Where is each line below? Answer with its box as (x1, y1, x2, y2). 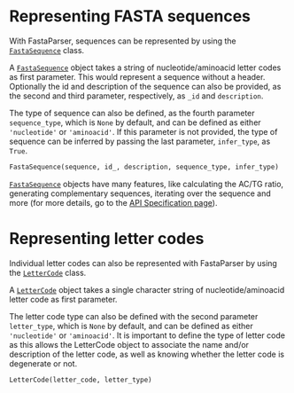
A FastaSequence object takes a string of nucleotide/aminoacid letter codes (9, 62, 282, 73)
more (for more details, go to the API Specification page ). (9, 197, 218, 208)
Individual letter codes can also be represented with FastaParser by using (9, 257, 277, 268)
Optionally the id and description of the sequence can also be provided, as (9, 81, 282, 91)
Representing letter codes (9, 229, 205, 248)
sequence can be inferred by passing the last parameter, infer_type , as (9, 136, 271, 146)
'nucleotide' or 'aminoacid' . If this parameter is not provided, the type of (9, 126, 278, 137)
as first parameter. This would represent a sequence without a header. (9, 71, 266, 82)
